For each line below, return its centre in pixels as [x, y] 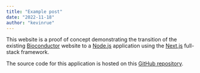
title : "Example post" [34, 12]
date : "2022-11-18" [30, 17]
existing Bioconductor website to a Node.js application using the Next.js [95, 46]
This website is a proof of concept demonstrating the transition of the [92, 40]
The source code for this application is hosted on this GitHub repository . [95, 64]
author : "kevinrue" [30, 23]
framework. [35, 52]
